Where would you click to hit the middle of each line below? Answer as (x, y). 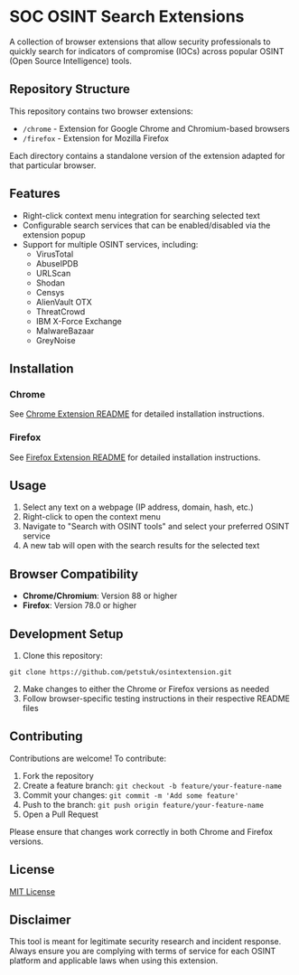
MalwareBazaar (65, 331)
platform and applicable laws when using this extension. (114, 961)
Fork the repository (58, 775)
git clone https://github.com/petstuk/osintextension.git (121, 672)
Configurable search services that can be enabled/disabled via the (146, 225)
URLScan (53, 273)
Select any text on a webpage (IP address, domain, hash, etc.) (138, 507)
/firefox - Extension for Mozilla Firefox (96, 138)
